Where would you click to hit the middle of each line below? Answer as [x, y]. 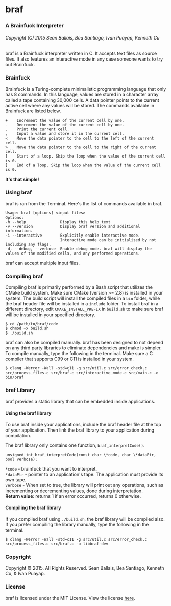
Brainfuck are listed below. [33, 111]
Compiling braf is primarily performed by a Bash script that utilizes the [79, 287]
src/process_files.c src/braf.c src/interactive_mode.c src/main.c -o [82, 373]
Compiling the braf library [33, 508]
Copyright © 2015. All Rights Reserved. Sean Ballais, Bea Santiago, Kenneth [85, 568]
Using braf [19, 192]
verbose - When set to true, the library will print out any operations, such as [84, 485]
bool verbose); [21, 459]
